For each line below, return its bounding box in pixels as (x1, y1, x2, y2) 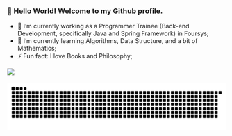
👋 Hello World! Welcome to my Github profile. (7, 6, 163, 16)
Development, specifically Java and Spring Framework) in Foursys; (17, 29, 210, 37)
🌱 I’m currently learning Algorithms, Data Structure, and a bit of (17, 37, 198, 45)
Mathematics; (17, 44, 57, 53)
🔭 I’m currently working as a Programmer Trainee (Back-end (17, 22, 190, 31)
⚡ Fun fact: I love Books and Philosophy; (17, 52, 133, 60)
